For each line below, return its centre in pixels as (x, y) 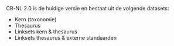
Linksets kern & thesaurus (46, 32)
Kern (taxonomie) (35, 19)
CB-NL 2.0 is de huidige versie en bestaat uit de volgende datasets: (88, 8)
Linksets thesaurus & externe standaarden (66, 38)
